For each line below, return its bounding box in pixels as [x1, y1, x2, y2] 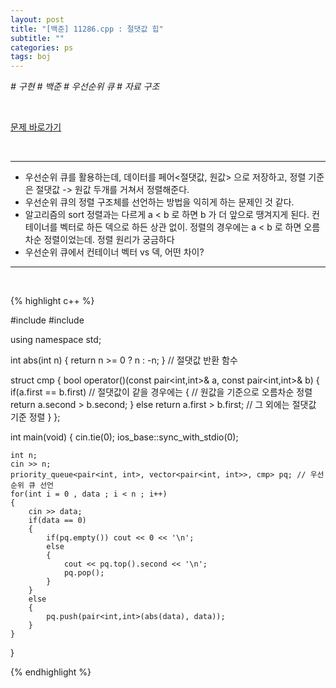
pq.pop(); [63, 568, 105, 578]
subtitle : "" [10, 33, 65, 43]
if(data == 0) [28, 516, 87, 526]
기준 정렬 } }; [10, 411, 61, 423]
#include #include [10, 314, 85, 326]
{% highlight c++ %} [10, 295, 95, 307]
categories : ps [10, 42, 74, 53]
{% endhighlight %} [10, 666, 92, 678]
